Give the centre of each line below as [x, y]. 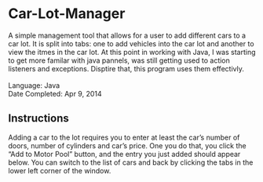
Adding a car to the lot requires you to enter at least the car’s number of [124, 137]
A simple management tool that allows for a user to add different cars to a [127, 35]
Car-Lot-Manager [67, 14]
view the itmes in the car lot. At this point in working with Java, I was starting [132, 52]
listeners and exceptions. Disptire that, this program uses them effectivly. [126, 68]
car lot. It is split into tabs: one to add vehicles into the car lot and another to [131, 43]
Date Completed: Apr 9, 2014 [55, 93]
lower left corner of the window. [60, 170]
